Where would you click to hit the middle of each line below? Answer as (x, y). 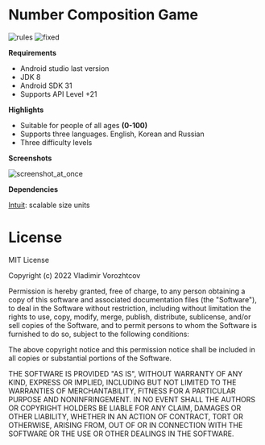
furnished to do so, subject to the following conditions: (99, 334)
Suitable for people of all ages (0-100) (84, 125)
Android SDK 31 (46, 85)
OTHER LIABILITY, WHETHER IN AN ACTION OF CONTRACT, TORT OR (126, 416)
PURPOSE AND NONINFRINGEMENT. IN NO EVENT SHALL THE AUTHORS (132, 399)
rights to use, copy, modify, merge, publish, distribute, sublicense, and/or (130, 317)
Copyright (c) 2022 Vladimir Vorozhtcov (75, 275)
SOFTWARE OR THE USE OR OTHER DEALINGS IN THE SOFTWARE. (121, 434)
